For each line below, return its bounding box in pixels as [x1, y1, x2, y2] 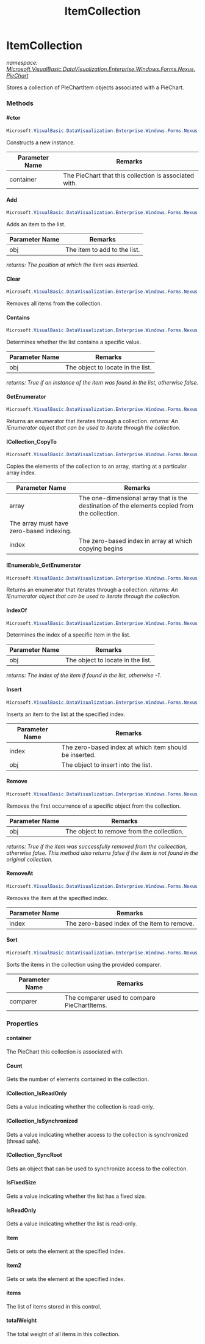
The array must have [9, 519, 69, 528]
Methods [6, 99, 34, 108]
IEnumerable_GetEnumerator [6, 561, 81, 569]
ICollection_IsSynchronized [6, 1117, 78, 1124]
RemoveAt [6, 870, 34, 877]
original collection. [6, 855, 53, 863]
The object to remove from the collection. [65, 827, 184, 835]
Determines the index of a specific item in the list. [6, 631, 131, 638]
